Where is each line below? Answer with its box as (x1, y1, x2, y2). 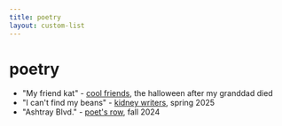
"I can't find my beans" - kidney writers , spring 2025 (21, 98, 215, 108)
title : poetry (9, 12, 62, 22)
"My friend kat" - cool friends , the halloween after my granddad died (21, 88, 273, 99)
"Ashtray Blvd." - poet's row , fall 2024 (21, 107, 161, 117)
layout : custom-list (9, 21, 86, 30)
